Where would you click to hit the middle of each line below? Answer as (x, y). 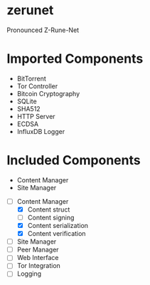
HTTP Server (36, 116)
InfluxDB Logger (41, 131)
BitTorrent (32, 78)
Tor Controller (37, 86)
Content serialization (58, 226)
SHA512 (28, 108)
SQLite (27, 101)
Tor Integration (39, 266)
